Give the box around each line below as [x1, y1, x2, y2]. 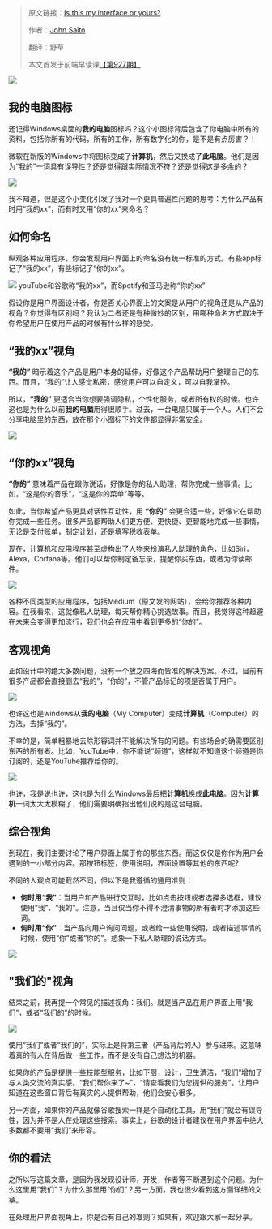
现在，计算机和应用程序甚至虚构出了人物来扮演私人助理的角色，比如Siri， [8, 544, 253, 554]
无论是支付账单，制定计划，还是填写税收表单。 [8, 526, 164, 536]
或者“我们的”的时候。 [25, 1008, 96, 1017]
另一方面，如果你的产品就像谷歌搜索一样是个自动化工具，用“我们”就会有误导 [8, 1105, 263, 1115]
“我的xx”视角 [8, 344, 75, 358]
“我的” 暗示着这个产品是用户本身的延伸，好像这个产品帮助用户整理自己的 [8, 367, 253, 376]
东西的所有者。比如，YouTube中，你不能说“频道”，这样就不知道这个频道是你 [8, 746, 264, 756]
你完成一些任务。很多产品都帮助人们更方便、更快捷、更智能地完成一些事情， [8, 517, 264, 526]
